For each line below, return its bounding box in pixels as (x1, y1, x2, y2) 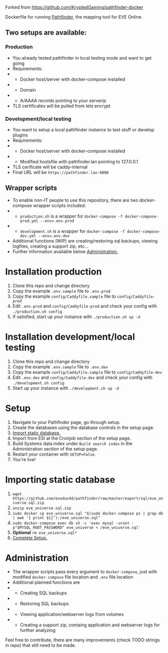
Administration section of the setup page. (12, 446, 98, 452)
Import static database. (12, 429, 61, 436)
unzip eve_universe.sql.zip (12, 506, 71, 511)
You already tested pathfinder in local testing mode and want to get (12, 55, 152, 61)
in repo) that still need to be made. (5, 642, 76, 648)
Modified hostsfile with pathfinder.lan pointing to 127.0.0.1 (20, 158, 138, 164)
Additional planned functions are (12, 579, 80, 585)
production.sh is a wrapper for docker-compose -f (20, 213, 123, 219)
